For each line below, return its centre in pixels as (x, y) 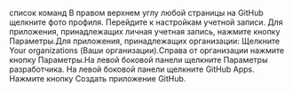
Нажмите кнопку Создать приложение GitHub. (98, 78)
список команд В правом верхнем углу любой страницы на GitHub (136, 13)
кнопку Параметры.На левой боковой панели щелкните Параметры (139, 60)
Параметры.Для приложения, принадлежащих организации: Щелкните (145, 41)
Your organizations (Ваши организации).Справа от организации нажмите (147, 50)
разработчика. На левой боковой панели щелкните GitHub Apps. (132, 69)
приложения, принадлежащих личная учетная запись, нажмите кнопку (145, 31)
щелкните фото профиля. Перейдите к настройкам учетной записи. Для (146, 22)
